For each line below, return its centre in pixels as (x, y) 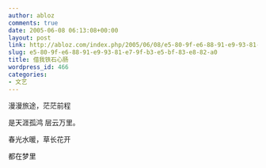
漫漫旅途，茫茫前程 (40, 105)
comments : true (33, 23)
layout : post (30, 38)
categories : (28, 74)
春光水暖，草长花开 (40, 139)
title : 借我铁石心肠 (38, 60)
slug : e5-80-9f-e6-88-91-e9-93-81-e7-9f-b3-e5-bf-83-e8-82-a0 (113, 52)
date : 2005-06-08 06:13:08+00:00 (63, 30)
